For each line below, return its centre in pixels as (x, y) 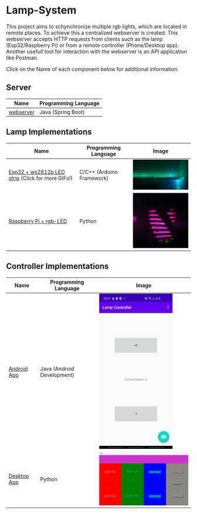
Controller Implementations (57, 266)
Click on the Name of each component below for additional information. (93, 69)
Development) (57, 375)
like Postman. (22, 58)
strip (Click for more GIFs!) (41, 178)
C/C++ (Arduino (98, 172)
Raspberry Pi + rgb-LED (38, 221)
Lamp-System (41, 10)
